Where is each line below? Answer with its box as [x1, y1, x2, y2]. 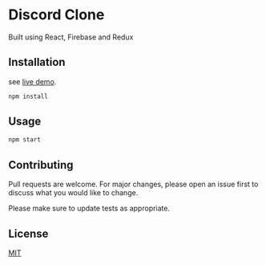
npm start [8, 136, 42, 144]
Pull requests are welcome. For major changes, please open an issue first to [8, 179, 259, 190]
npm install [8, 92, 48, 100]
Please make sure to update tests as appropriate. [8, 203, 171, 214]
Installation [8, 55, 66, 69]
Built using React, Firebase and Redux [8, 32, 134, 42]
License [8, 226, 49, 240]
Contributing [8, 158, 74, 172]
